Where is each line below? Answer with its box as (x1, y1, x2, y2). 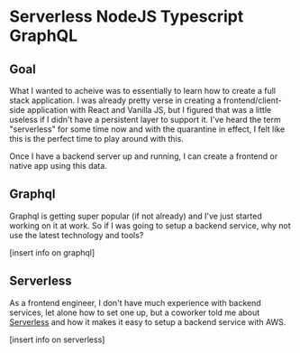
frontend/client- (223, 95, 282, 106)
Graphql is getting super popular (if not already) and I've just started (9, 210, 263, 221)
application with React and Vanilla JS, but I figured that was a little (26, 105, 272, 115)
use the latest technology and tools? (9, 229, 144, 240)
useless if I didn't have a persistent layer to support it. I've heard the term (9, 115, 281, 125)
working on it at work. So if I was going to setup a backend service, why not (9, 219, 291, 231)
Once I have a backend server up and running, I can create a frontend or (9, 151, 278, 162)
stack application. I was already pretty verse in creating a (9, 95, 223, 106)
